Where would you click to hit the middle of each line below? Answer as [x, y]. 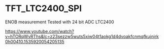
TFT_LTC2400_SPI [44, 8]
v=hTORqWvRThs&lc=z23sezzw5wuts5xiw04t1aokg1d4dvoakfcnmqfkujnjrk [82, 36]
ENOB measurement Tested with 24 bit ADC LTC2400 [60, 22]
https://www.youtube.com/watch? [40, 31]
